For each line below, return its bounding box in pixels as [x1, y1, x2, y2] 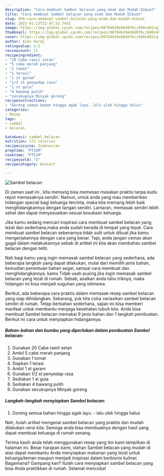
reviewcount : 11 [5, 48, 38, 53]
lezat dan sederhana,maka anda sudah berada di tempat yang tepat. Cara [5, 224, 153, 230]
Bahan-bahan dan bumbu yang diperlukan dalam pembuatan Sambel [5, 328, 150, 333]
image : [5, 25, 19, 30]
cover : [5, 35, 19, 40]
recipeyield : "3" [5, 157, 41, 162]
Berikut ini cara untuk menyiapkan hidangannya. [5, 316, 102, 322]
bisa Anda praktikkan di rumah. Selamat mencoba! [5, 466, 106, 472]
